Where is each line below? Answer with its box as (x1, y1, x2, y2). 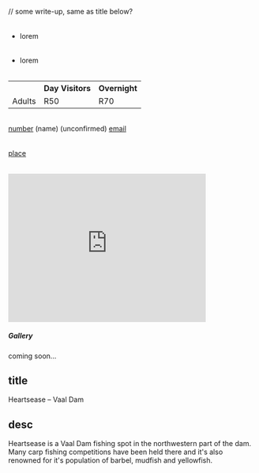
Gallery (8, 331, 33, 341)
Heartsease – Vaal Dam (8, 395, 84, 404)
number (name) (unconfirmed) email (8, 124, 126, 134)
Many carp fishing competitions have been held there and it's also (8, 447, 223, 457)
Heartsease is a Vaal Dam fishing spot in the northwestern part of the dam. (8, 439, 251, 448)
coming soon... (8, 351, 57, 361)
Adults (12, 95, 36, 106)
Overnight (98, 82, 138, 93)
